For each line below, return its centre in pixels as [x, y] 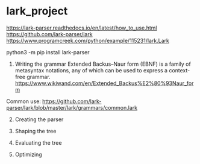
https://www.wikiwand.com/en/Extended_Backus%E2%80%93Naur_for [104, 83]
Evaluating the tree [38, 142]
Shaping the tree [36, 131]
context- [179, 70]
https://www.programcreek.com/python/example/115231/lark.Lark [88, 40]
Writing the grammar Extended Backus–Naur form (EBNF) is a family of [103, 64]
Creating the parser [39, 119]
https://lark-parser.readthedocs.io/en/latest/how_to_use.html [82, 28]
